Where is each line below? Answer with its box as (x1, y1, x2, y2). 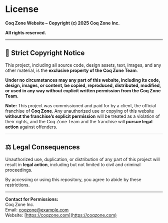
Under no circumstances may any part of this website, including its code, (5, 77, 160, 83)
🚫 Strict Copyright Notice (5, 49, 85, 57)
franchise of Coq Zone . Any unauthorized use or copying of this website (5, 108, 154, 114)
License (5, 3, 39, 15)
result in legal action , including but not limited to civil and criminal (5, 161, 141, 168)
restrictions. (5, 182, 30, 188)
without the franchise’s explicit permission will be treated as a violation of (5, 113, 160, 119)
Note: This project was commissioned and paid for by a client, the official (5, 102, 156, 108)
